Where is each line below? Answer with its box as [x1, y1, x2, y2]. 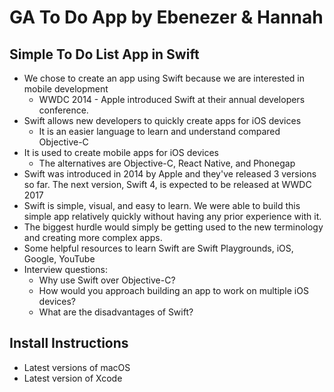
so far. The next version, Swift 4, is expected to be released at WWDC [23, 179, 312, 190]
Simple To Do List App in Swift [9, 46, 200, 63]
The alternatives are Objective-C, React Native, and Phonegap [38, 157, 296, 169]
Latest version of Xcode [23, 372, 123, 384]
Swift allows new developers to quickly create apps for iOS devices [23, 115, 302, 126]
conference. [38, 104, 89, 116]
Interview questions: [23, 264, 108, 275]
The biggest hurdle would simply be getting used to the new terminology [23, 221, 324, 233]
